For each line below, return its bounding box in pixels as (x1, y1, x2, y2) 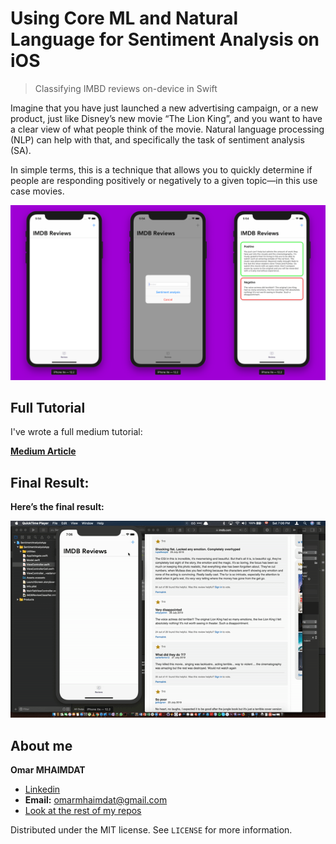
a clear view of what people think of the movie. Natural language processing (10, 123, 325, 135)
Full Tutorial (10, 399, 86, 416)
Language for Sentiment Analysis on (10, 28, 320, 51)
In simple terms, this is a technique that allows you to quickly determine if (10, 163, 313, 176)
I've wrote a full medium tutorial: (10, 426, 143, 438)
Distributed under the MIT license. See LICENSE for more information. (10, 823, 293, 836)
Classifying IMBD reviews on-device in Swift (34, 82, 218, 94)
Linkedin (24, 783, 61, 795)
